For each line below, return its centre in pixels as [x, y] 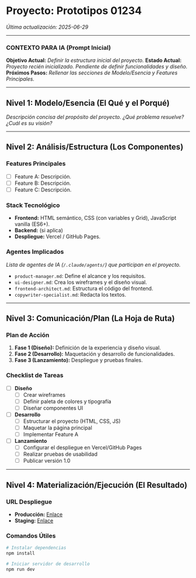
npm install [20, 553]
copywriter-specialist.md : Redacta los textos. [70, 294]
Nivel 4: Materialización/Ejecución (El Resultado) [97, 485]
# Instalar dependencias [36, 548]
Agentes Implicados [35, 252]
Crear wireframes [44, 395]
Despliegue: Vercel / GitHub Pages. [57, 237]
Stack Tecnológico [33, 205]
